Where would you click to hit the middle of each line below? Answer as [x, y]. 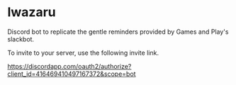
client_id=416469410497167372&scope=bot [72, 74]
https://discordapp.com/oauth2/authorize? [69, 66]
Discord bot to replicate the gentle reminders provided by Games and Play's [118, 32]
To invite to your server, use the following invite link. [83, 53]
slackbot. [21, 39]
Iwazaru [32, 12]
